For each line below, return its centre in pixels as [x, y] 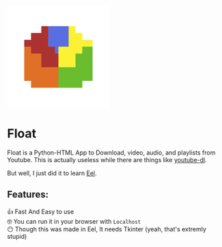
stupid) [17, 236]
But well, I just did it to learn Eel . [52, 173]
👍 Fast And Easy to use [41, 211]
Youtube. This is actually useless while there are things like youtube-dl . [107, 159]
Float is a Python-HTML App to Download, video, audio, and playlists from [111, 153]
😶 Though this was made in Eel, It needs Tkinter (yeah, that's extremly [107, 229]
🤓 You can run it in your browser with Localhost [74, 221]
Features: [28, 195]
